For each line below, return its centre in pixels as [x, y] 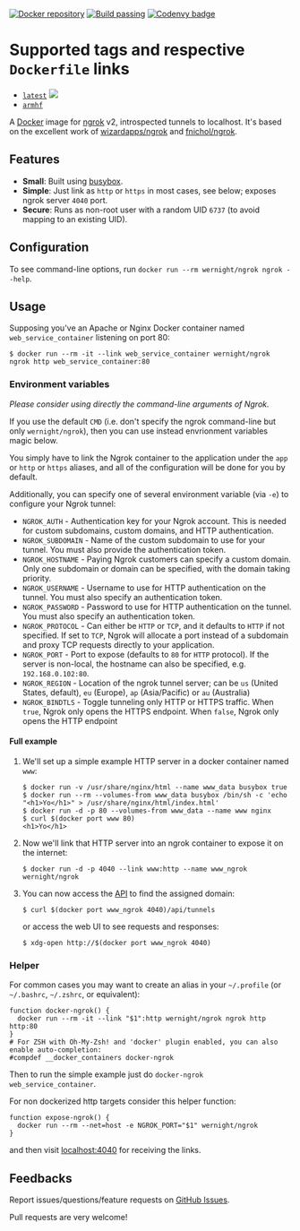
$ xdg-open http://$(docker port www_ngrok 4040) [117, 943]
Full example [34, 741]
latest [34, 95]
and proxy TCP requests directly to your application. [118, 644]
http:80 [24, 1027]
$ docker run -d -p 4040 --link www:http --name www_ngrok [135, 869]
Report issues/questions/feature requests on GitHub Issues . [120, 1200]
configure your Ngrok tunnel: [63, 504]
